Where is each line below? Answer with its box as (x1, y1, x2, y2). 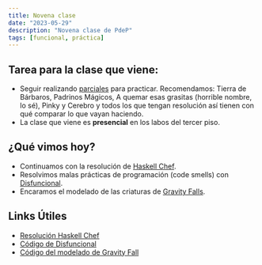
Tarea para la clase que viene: (8, 62, 159, 76)
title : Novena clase (8, 11, 77, 20)
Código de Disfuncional (19, 239, 97, 248)
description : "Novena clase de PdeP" (8, 26, 133, 34)
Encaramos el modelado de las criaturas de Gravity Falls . (19, 187, 206, 196)
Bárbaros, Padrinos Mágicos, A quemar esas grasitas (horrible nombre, (19, 93, 252, 102)
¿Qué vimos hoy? (8, 140, 96, 154)
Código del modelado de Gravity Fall (19, 247, 139, 257)
